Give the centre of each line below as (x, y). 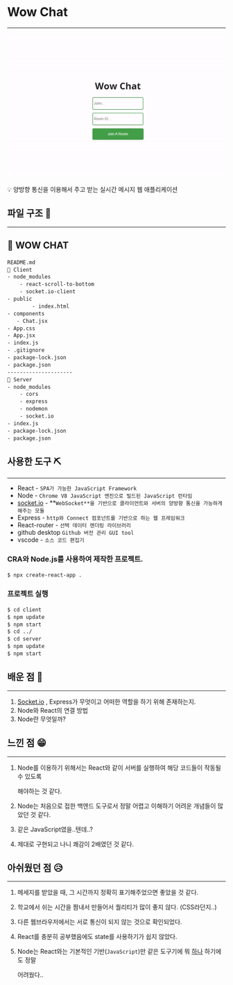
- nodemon (34, 409)
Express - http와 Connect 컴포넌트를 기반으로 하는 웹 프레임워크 (101, 518)
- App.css (21, 328)
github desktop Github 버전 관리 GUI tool (76, 533)
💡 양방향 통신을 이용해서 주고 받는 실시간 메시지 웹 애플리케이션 (93, 190)
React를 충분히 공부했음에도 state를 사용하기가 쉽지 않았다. (97, 937)
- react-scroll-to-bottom (57, 284)
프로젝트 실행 (28, 594)
